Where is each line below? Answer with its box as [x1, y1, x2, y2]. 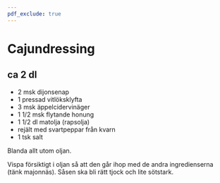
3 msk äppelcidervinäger [17, 102, 90, 111]
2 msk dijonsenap [17, 88, 69, 96]
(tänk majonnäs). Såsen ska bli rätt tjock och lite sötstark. [7, 167, 174, 176]
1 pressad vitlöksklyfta [17, 95, 82, 103]
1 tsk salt [17, 132, 44, 141]
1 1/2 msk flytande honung [17, 110, 94, 119]
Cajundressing [7, 40, 95, 57]
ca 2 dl [7, 69, 37, 81]
